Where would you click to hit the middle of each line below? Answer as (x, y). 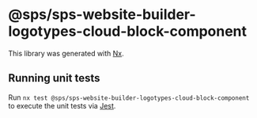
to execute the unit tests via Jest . (62, 105)
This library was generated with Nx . (66, 53)
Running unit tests (54, 78)
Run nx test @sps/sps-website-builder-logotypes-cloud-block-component (129, 97)
